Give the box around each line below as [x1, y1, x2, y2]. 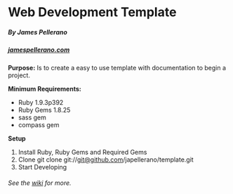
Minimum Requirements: [8, 84, 81, 93]
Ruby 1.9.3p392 [18, 98, 64, 106]
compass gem [18, 120, 60, 129]
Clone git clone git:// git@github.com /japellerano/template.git [18, 155, 194, 164]
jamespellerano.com [8, 46, 70, 54]
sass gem [18, 113, 46, 122]
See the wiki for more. [8, 179, 72, 187]
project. [8, 71, 31, 79]
